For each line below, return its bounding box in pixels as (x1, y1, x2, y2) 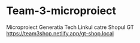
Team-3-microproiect (6, 4, 117, 18)
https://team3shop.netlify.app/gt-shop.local (6, 29, 114, 37)
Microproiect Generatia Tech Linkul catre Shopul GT (6, 24, 135, 31)
